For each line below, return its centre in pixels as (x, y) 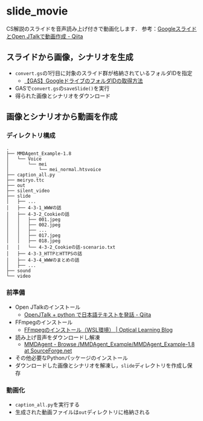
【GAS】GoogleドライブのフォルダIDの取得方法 (83, 81)
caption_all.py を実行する (47, 405)
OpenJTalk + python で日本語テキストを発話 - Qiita (88, 314)
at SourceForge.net (48, 351)
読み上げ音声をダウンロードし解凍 (57, 337)
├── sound (19, 271)
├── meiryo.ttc (25, 180)
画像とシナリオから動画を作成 (62, 117)
